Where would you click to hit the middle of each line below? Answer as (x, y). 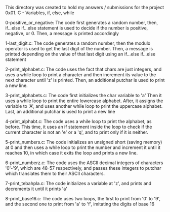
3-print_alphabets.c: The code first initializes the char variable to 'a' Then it (83, 95)
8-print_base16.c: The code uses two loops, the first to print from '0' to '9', (83, 199)
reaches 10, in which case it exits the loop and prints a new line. (72, 153)
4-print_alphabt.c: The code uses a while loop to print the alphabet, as (78, 121)
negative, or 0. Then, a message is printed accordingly (62, 33)
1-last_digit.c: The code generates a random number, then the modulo (78, 43)
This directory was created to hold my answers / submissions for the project (85, 7)
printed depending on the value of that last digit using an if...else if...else (80, 54)
